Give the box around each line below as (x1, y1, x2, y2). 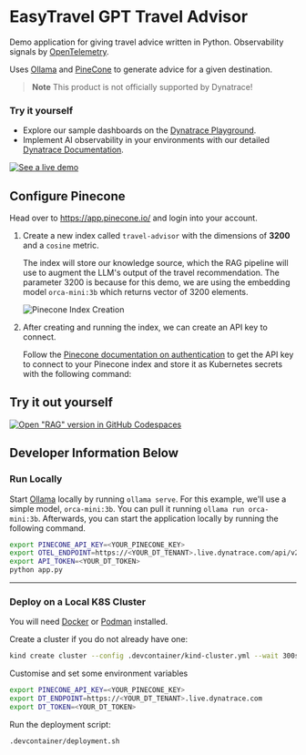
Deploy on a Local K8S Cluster (9, 595, 147, 607)
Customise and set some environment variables (9, 668, 189, 679)
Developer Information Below (9, 445, 179, 461)
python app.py (9, 566, 64, 575)
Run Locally (9, 473, 63, 485)
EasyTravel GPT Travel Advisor (9, 6, 249, 27)
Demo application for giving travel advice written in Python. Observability (9, 36, 284, 47)
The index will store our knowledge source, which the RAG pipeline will (22, 258, 289, 269)
